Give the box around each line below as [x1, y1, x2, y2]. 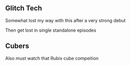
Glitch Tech [5, 4, 42, 13]
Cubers [5, 42, 29, 50]
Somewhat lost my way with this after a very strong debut [5, 17, 126, 23]
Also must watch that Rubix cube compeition [5, 55, 99, 61]
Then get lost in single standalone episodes [5, 27, 96, 33]
